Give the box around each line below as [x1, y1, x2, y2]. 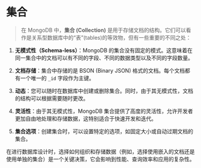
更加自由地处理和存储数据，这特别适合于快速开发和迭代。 [14, 115, 157, 122]
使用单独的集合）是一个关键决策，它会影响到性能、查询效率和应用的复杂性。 [6, 155, 195, 163]
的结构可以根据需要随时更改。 [14, 94, 89, 102]
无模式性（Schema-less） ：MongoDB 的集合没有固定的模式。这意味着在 [14, 46, 193, 54]
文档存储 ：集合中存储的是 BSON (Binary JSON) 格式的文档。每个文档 [14, 67, 185, 74]
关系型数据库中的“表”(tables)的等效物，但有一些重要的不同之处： [31, 34, 191, 41]
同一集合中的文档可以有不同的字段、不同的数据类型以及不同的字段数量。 [14, 54, 193, 61]
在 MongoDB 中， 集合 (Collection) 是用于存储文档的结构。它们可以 [20, 26, 187, 34]
